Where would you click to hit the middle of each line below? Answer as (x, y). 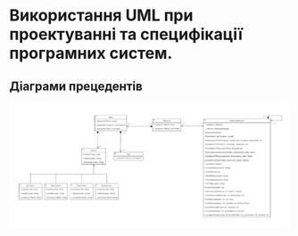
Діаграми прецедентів (76, 86)
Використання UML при (101, 16)
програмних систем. (91, 53)
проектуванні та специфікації (126, 34)
